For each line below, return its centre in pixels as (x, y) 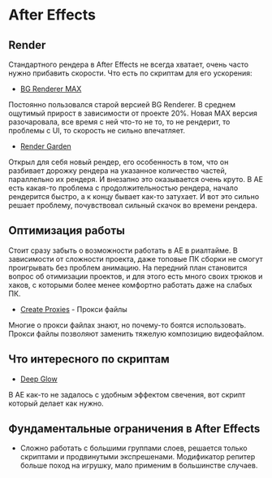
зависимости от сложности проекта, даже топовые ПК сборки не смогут (136, 259)
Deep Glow (39, 379)
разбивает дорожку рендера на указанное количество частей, (118, 171)
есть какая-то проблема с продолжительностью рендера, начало (123, 188)
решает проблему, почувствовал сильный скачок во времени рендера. (133, 205)
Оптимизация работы (67, 230)
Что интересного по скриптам (89, 359)
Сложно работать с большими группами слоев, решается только (134, 448)
